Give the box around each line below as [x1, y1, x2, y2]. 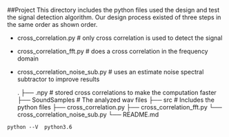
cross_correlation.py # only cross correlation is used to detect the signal [17, 34, 223, 42]
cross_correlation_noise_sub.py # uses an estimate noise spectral [17, 68, 204, 76]
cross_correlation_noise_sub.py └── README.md [17, 110, 159, 118]
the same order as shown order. [7, 21, 98, 28]
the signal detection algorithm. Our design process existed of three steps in [7, 13, 221, 21]
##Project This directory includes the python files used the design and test [7, 6, 219, 14]
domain [17, 54, 39, 63]
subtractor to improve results [17, 75, 100, 83]
